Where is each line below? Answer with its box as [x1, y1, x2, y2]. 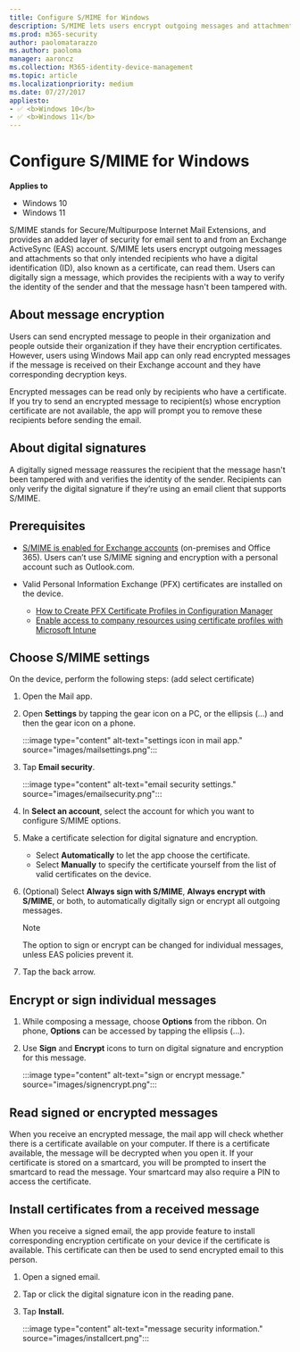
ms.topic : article [9, 71, 78, 80]
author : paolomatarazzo [9, 37, 98, 47]
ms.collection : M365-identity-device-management [9, 63, 194, 72]
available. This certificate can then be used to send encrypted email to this [9, 1244, 284, 1255]
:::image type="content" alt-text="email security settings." [21, 779, 237, 790]
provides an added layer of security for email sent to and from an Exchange [9, 234, 287, 245]
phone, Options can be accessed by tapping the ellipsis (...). [21, 1025, 246, 1036]
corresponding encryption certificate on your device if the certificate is [9, 1235, 271, 1246]
